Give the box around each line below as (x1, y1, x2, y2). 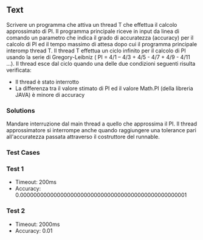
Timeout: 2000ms (15, 221, 60, 228)
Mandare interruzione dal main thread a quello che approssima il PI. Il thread (6, 120, 198, 127)
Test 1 (6, 164, 24, 173)
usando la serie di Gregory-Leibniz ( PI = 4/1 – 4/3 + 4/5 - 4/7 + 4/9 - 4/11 (6, 53, 190, 60)
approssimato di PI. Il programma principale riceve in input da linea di (6, 27, 179, 35)
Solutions (6, 106, 35, 115)
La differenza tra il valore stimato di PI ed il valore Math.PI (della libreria (15, 85, 193, 92)
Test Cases (6, 149, 41, 157)
